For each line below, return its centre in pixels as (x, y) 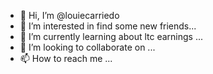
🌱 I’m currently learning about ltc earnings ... (111, 36)
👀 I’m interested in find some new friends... (108, 26)
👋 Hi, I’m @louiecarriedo (69, 15)
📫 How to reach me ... (66, 58)
